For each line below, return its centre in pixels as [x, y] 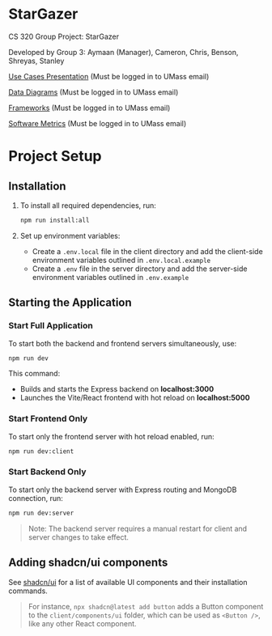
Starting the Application [70, 303]
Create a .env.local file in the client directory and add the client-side [147, 251]
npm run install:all [55, 220]
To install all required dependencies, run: [88, 205]
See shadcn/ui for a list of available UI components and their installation [128, 582]
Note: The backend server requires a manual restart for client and [138, 528]
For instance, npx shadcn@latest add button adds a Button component [146, 606]
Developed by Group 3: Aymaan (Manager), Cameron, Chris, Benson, [123, 52]
